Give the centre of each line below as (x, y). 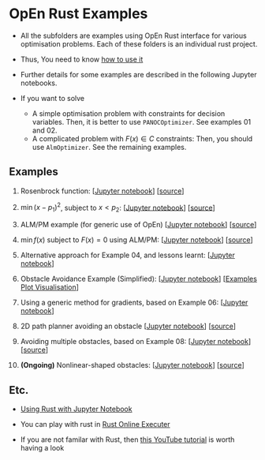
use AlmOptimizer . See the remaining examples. (109, 147)
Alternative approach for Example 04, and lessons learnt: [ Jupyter (128, 255)
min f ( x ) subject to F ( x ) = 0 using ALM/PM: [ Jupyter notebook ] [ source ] (136, 240)
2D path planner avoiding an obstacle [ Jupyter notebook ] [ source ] (128, 326)
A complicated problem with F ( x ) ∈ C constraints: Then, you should (142, 138)
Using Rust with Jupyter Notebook (76, 409)
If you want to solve (52, 98)
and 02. (45, 130)
